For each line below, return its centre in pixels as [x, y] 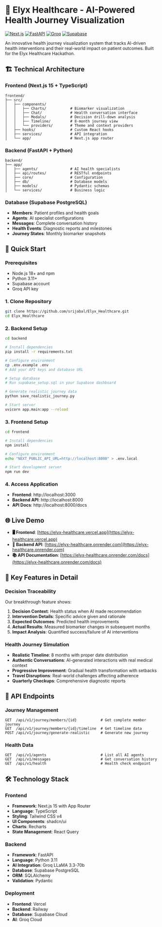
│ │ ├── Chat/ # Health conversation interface [71, 113]
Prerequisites [21, 263]
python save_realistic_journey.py [40, 396]
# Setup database [23, 378]
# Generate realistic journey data [41, 392]
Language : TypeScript [34, 811]
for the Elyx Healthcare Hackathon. [40, 53]
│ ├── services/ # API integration [56, 134]
